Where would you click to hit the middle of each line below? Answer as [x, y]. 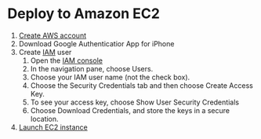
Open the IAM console [67, 60]
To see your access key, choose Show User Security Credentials [135, 102]
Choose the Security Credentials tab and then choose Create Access [142, 85]
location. [45, 119]
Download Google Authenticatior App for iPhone [96, 43]
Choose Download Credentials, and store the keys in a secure [130, 110]
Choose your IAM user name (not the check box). [110, 77]
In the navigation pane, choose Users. [92, 68]
